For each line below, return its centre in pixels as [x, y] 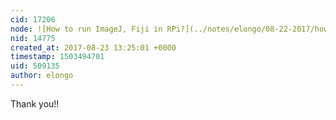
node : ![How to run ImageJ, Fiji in [86, 29]
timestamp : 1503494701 [57, 57]
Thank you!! [35, 103]
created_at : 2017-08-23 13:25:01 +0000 [93, 47]
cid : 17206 [33, 19]
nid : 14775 [33, 38]
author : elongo [42, 76]
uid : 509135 [35, 66]
